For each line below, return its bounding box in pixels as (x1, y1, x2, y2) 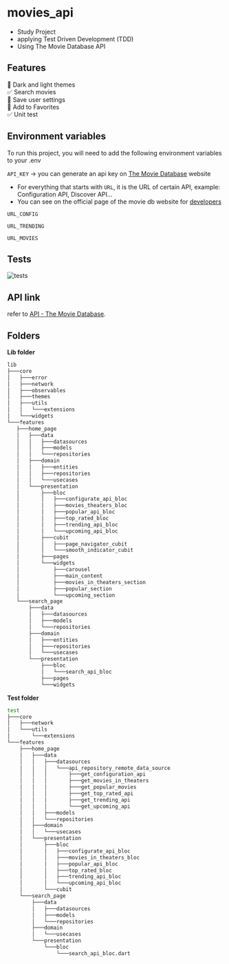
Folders (7, 330, 41, 341)
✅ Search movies (7, 87, 56, 96)
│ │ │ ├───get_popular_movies (19, 784, 137, 791)
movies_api (7, 5, 74, 21)
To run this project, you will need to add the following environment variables (7, 149, 222, 157)
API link (7, 291, 41, 303)
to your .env (7, 156, 41, 164)
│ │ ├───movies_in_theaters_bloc (19, 854, 140, 861)
